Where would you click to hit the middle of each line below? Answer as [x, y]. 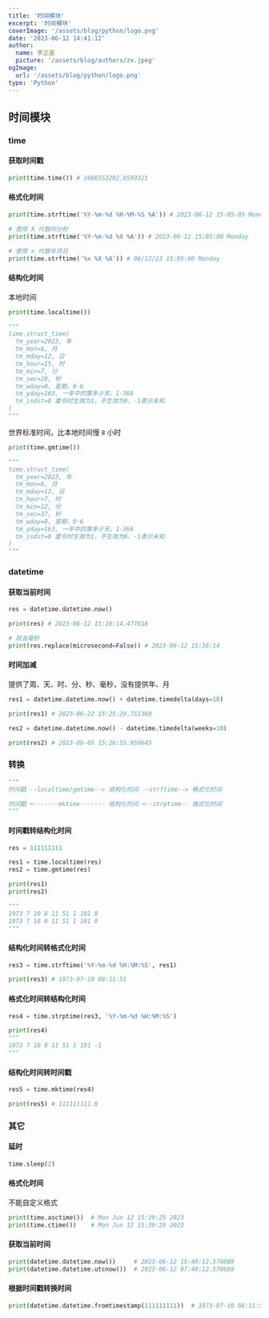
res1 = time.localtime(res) [55, 862]
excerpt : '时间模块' [40, 23]
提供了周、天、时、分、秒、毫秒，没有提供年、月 [89, 684]
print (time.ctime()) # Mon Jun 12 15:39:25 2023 [96, 1225]
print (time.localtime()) [50, 312]
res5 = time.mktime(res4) [51, 1090]
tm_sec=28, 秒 [38, 379]
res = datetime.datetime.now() [60, 610]
